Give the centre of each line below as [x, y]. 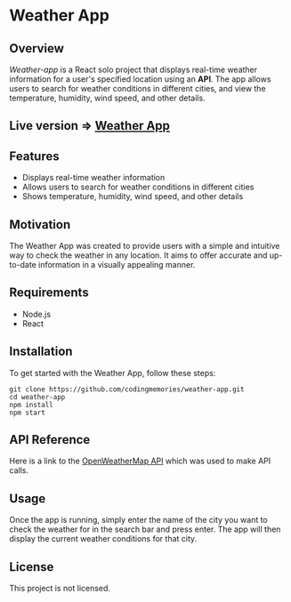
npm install [31, 405]
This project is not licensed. [60, 589]
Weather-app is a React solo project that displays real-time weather [133, 69]
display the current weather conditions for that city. [103, 539]
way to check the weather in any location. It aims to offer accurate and [138, 255]
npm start [28, 413]
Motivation [40, 225]
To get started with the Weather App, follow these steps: [113, 373]
